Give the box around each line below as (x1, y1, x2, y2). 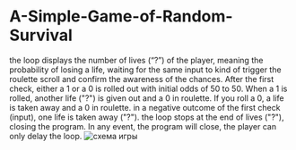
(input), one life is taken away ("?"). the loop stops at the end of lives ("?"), (9, 112, 284, 122)
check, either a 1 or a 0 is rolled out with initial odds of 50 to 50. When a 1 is (9, 83, 288, 94)
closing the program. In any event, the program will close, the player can (9, 121, 277, 131)
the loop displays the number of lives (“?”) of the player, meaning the (9, 54, 264, 65)
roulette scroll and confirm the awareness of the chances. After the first (9, 73, 274, 84)
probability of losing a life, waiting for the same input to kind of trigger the (9, 64, 282, 75)
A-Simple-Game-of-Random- (9, 6, 233, 27)
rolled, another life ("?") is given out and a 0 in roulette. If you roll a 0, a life (9, 92, 284, 104)
